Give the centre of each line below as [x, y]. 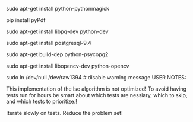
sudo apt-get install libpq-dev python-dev [57, 31]
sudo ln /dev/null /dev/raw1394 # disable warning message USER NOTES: [96, 77]
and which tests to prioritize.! [42, 101]
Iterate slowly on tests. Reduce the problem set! [64, 113]
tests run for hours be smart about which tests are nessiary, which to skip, [97, 95]
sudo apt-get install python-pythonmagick [58, 9]
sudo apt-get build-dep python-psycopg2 [57, 54]
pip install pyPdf [26, 20]
